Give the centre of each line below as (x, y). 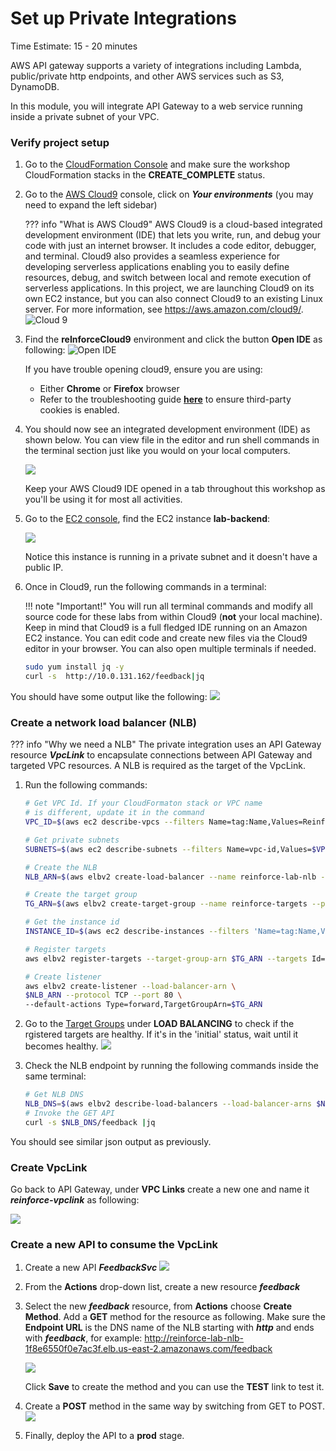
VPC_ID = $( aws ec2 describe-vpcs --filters (114, 822)
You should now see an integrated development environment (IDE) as (167, 429)
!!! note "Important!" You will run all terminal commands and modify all (168, 606)
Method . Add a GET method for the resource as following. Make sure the (175, 1317)
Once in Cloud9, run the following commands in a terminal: (145, 587)
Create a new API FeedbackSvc (91, 1268)
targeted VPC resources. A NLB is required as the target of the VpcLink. (158, 766)
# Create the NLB (61, 867)
